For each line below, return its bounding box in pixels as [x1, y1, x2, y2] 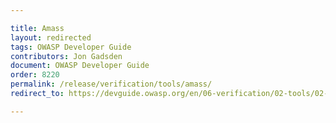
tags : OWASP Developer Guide [10, 42, 132, 52]
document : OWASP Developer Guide [10, 61, 150, 71]
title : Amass [10, 23, 65, 33]
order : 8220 [10, 70, 60, 80]
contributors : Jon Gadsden [10, 51, 123, 61]
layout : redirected [10, 32, 92, 43]
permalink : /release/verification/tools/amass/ [10, 79, 213, 90]
